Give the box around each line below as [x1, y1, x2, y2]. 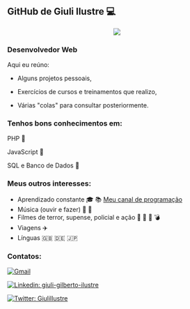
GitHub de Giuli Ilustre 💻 [7, 6, 116, 17]
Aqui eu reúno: [7, 61, 50, 69]
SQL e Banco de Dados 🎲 [7, 161, 80, 169]
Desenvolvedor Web [7, 45, 78, 54]
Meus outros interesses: [7, 179, 92, 188]
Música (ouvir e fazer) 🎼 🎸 [17, 205, 93, 213]
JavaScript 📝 [7, 148, 44, 156]
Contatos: [7, 251, 42, 261]
